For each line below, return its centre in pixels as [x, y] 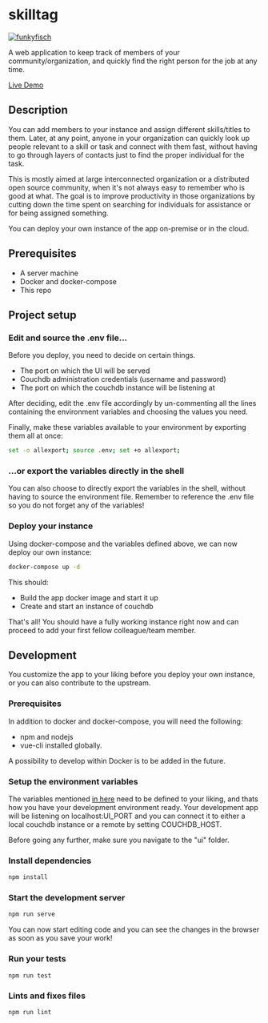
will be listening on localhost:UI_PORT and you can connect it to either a [127, 816]
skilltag [33, 15]
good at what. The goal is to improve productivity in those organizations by [132, 196]
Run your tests [37, 959]
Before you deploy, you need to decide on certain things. [102, 355]
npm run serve [32, 914]
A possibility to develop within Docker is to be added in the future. [117, 760]
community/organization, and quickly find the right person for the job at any [133, 61]
